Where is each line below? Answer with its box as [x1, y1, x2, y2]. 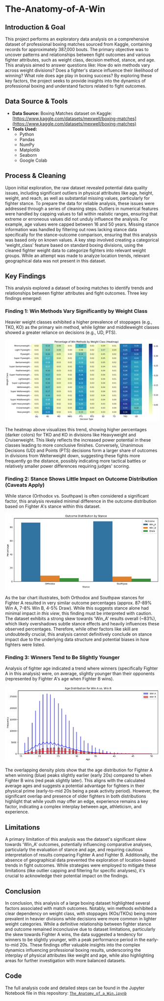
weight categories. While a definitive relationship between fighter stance [5, 921, 151, 927]
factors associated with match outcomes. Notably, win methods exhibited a [5, 906, 157, 912]
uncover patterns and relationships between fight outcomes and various [5, 52, 151, 58]
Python [19, 131, 34, 137]
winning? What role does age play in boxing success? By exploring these [5, 73, 152, 78]
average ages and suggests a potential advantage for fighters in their [5, 783, 144, 789]
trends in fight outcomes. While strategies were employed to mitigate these [5, 862, 157, 868]
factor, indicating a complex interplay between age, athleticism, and [5, 804, 142, 810]
